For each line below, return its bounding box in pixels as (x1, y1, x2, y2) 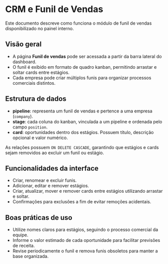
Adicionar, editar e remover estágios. (12, 183, 90, 189)
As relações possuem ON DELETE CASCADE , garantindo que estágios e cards (5, 144, 159, 150)
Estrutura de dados (5, 94, 67, 103)
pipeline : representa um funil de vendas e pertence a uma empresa (12, 108, 152, 114)
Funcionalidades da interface (5, 164, 99, 173)
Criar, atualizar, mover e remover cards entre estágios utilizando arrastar (12, 188, 163, 194)
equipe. (12, 232, 29, 238)
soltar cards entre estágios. (12, 69, 69, 75)
